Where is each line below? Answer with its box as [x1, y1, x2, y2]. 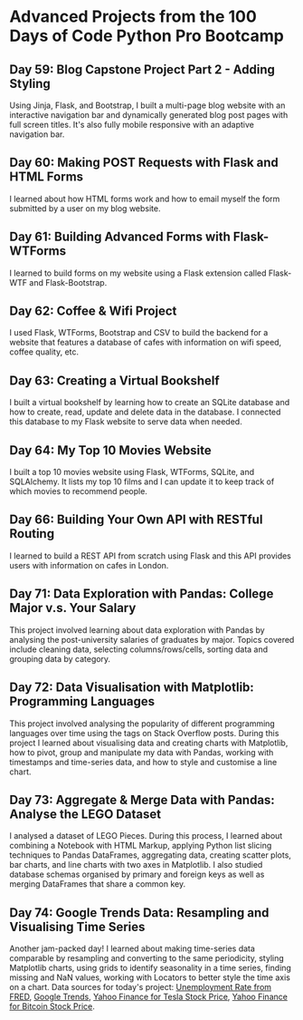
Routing [9, 526, 55, 541]
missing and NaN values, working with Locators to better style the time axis [9, 972, 291, 983]
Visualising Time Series [9, 918, 146, 935]
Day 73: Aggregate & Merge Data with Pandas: [9, 792, 276, 808]
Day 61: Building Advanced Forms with [9, 229, 231, 245]
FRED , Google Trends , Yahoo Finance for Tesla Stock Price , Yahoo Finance [9, 991, 288, 1003]
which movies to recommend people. [9, 486, 147, 497]
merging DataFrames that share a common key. [9, 879, 186, 889]
